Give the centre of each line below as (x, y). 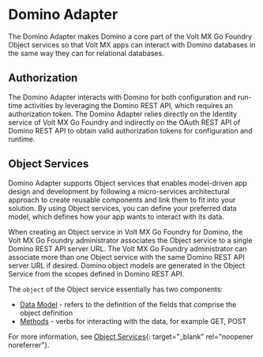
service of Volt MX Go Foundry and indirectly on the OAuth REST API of (124, 122)
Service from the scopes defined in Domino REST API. (96, 273)
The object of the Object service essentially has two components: (116, 289)
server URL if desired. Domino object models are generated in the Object (127, 265)
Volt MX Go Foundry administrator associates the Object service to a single (130, 240)
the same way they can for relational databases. (86, 53)
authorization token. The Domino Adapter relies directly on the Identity (123, 114)
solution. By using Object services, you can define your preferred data (122, 208)
